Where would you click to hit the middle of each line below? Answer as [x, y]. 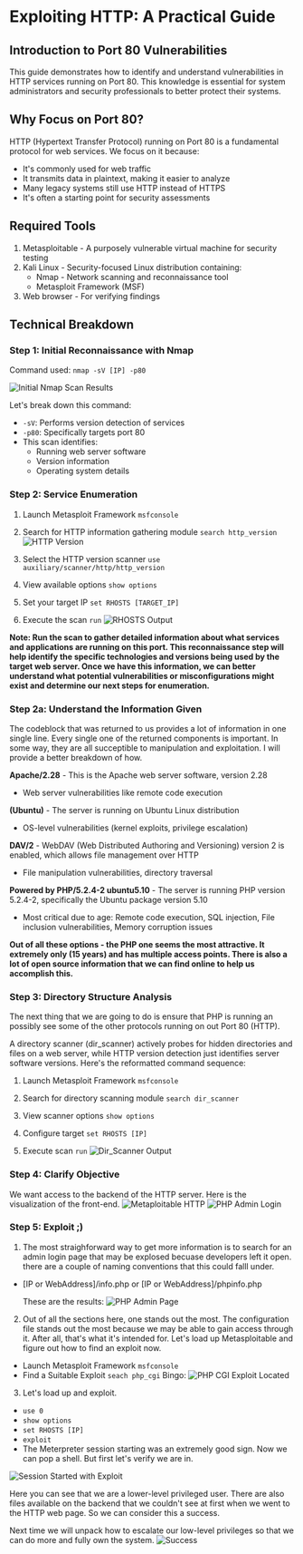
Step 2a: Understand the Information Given [106, 709]
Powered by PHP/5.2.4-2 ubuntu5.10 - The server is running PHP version [147, 889]
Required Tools [53, 226]
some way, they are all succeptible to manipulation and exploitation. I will [145, 748]
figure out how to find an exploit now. [92, 1347]
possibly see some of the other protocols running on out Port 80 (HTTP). [145, 1026]
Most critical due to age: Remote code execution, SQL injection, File [149, 917]
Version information [73, 461]
